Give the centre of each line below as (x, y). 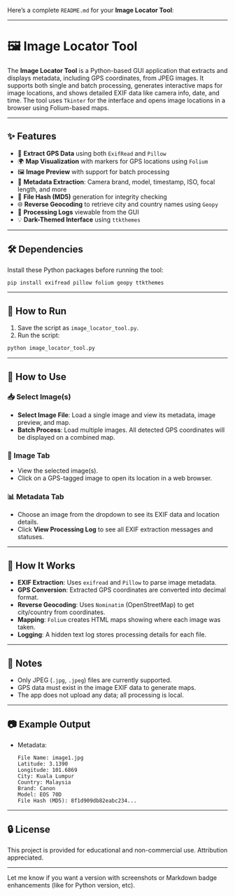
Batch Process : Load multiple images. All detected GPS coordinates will (121, 430)
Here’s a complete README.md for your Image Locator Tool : (91, 10)
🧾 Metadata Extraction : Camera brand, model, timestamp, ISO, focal (116, 182)
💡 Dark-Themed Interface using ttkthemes (79, 219)
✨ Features (32, 136)
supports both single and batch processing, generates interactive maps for (115, 85)
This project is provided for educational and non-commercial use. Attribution (117, 850)
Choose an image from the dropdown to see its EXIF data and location (119, 515)
